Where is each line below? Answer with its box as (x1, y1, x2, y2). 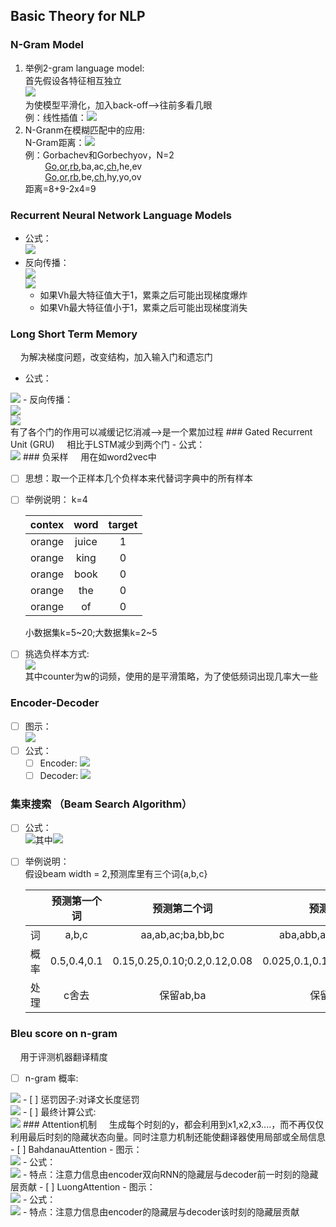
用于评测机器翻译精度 (19, 1050, 108, 1063)
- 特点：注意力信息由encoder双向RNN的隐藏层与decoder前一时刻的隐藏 (22, 1168, 319, 1180)
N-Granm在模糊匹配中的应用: (24, 124, 145, 136)
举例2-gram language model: (24, 62, 145, 74)
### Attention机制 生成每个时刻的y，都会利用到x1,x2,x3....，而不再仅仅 (22, 1118, 325, 1130)
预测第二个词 (152, 902, 213, 916)
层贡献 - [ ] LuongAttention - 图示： (10, 1180, 156, 1193)
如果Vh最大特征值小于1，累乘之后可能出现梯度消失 (39, 301, 248, 313)
